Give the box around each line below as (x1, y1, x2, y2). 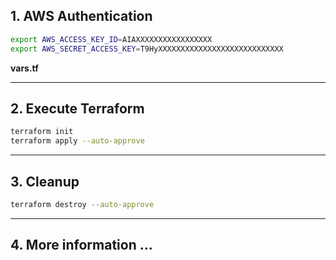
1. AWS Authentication (10, 8, 153, 25)
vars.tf (10, 62, 39, 74)
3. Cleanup (10, 173, 80, 190)
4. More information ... (10, 237, 153, 254)
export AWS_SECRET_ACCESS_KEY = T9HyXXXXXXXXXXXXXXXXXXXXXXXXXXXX (10, 44, 284, 54)
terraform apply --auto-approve (10, 136, 145, 146)
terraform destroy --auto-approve (10, 199, 155, 209)
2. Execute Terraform (10, 100, 145, 117)
